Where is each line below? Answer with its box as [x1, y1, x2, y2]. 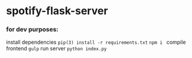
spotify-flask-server [6, 4, 108, 18]
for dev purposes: [6, 25, 59, 34]
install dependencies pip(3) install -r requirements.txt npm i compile [6, 38, 186, 46]
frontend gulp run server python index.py [6, 45, 108, 52]
